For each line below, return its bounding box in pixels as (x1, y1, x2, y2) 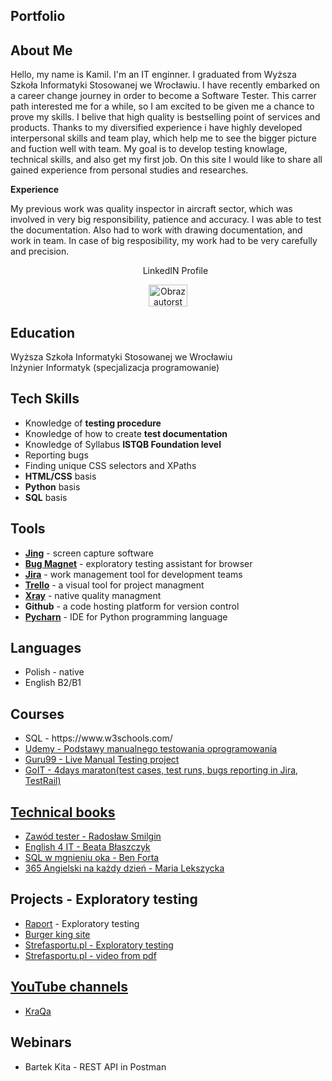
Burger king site (24, 928, 91, 940)
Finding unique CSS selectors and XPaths (24, 459, 197, 471)
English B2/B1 (24, 677, 82, 689)
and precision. (10, 245, 70, 258)
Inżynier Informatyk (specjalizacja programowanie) (10, 362, 220, 374)
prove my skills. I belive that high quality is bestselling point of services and (10, 111, 321, 123)
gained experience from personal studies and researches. (10, 164, 249, 176)
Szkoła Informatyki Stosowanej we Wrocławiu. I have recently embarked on (10, 79, 321, 91)
